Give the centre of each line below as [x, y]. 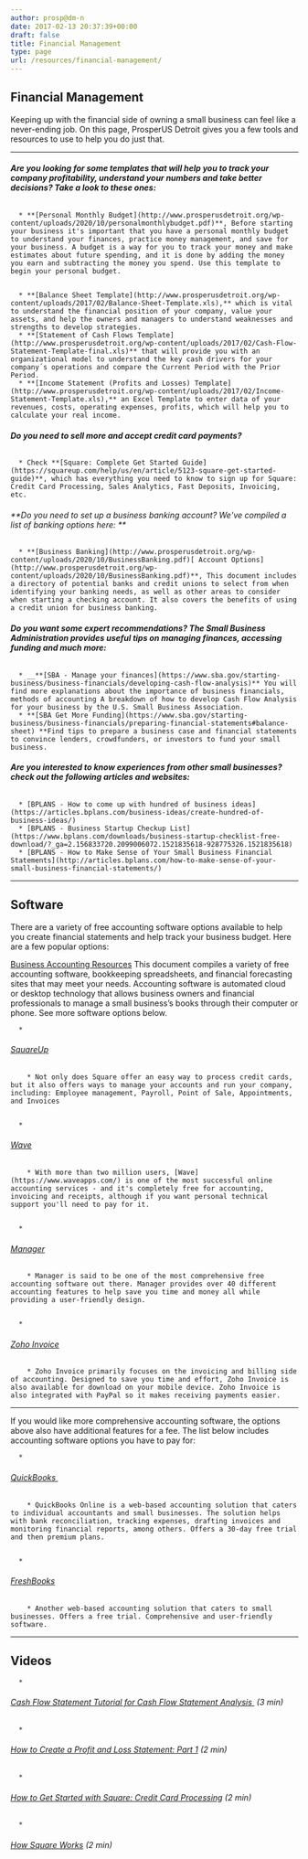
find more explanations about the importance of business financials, [148, 691]
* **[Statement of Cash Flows [76, 336]
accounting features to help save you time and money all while [135, 1292]
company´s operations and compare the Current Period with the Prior [146, 368]
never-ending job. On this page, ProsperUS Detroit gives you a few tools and [154, 129]
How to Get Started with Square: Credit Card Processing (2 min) [131, 1797]
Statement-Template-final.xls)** [74, 352]
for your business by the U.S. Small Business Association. [127, 707]
